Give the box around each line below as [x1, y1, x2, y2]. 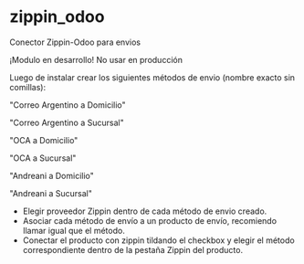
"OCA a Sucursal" [9, 153, 77, 164]
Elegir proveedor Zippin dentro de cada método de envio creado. [22, 206, 267, 216]
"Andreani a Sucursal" [9, 187, 93, 198]
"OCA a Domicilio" [9, 134, 79, 145]
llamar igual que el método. [22, 225, 125, 236]
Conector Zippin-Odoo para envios [9, 37, 142, 48]
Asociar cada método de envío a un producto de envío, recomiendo [22, 215, 277, 226]
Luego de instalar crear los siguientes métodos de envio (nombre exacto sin [9, 71, 295, 83]
